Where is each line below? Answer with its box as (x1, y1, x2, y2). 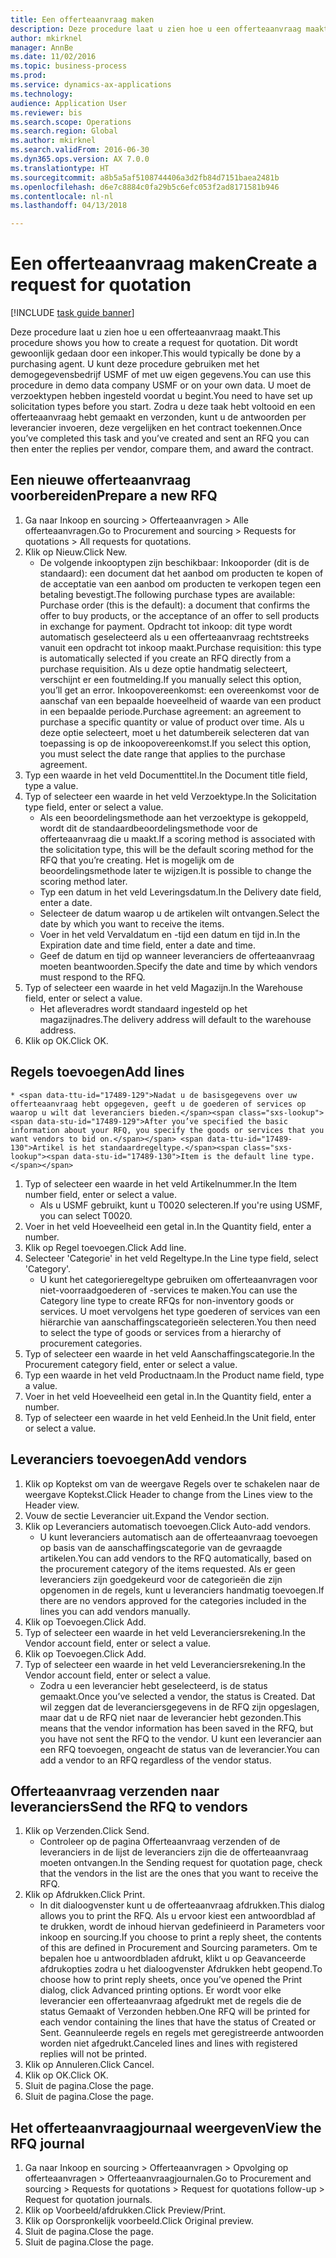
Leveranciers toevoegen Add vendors (10, 1451, 247, 1468)
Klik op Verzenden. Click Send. (24, 1825, 150, 1837)
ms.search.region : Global (10, 126, 118, 136)
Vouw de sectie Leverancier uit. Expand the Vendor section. (24, 1509, 270, 1521)
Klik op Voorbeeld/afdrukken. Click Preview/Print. (24, 2204, 227, 2216)
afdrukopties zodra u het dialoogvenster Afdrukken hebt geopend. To (39, 1963, 323, 1975)
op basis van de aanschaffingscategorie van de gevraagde (39, 1541, 283, 1553)
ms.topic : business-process (10, 61, 128, 71)
